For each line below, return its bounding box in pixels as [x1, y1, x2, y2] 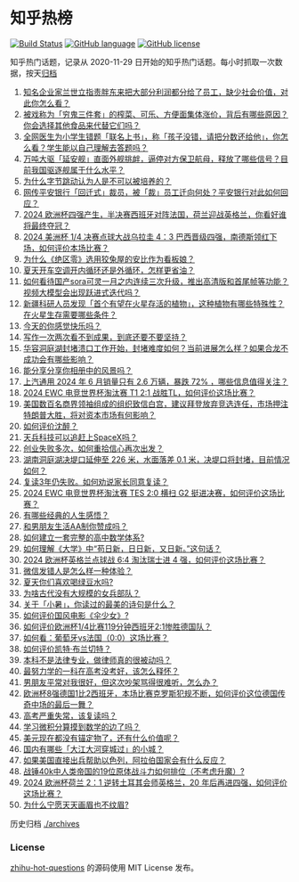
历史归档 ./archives [10, 818, 80, 829]
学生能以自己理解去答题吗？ [46, 142, 149, 152]
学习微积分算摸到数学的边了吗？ [22, 721, 141, 731]
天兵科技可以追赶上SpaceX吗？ [22, 431, 138, 442]
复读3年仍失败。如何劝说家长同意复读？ [22, 476, 169, 486]
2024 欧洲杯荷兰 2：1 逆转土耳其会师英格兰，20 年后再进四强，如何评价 [22, 777, 287, 788]
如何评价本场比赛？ [38, 242, 109, 253]
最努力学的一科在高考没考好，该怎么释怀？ [22, 666, 180, 676]
